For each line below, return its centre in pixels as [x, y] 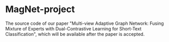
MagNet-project [40, 9]
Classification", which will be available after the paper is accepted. [75, 34]
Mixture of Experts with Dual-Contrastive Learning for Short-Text [74, 28]
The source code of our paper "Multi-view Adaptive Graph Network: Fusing [85, 23]
